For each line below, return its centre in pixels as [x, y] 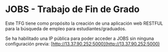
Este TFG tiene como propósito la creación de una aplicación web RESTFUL [84, 23]
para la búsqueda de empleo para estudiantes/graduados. [66, 28]
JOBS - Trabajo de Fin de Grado [73, 9]
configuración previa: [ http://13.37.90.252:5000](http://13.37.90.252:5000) [83, 43]
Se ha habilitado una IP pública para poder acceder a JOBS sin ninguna [80, 38]
